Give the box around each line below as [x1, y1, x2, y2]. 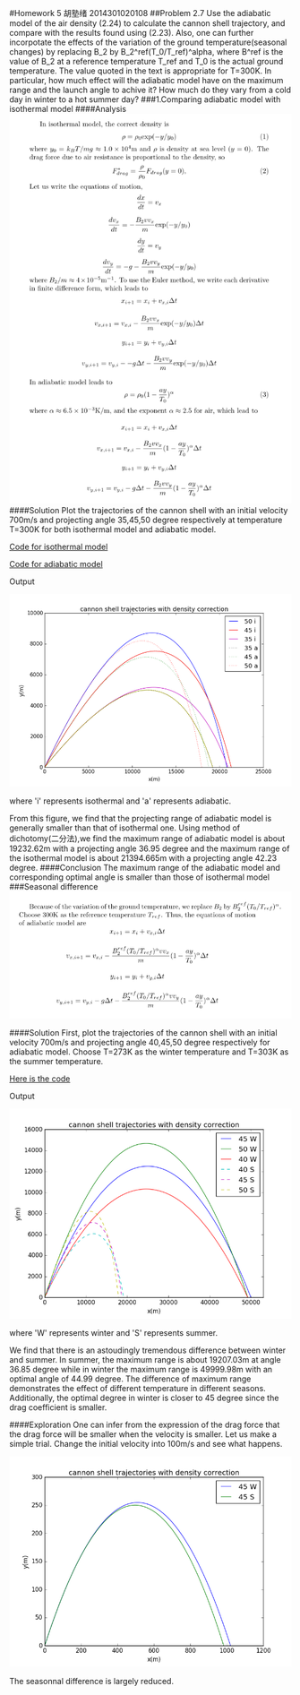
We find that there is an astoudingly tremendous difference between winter [9, 1345, 287, 1355]
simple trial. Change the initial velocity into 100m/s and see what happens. [9, 1439, 283, 1450]
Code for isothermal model [9, 541, 108, 553]
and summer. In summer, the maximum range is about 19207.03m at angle [9, 1355, 282, 1365]
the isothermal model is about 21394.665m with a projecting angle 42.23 [9, 852, 278, 863]
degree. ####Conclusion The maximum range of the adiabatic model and [9, 862, 280, 873]
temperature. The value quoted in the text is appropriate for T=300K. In [9, 65, 272, 76]
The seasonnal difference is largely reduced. [9, 1675, 175, 1686]
